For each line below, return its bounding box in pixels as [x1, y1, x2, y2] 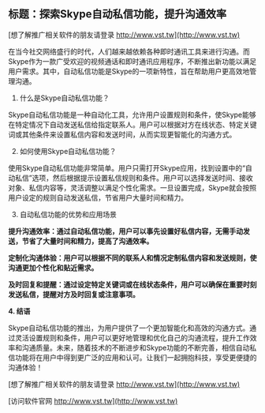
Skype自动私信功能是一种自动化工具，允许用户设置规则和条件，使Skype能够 [8, 110, 256, 119]
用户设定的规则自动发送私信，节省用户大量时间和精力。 [8, 193, 188, 202]
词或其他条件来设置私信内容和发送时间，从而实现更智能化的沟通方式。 [8, 130, 237, 139]
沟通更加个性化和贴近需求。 [8, 263, 99, 272]
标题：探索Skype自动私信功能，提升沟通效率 [8, 7, 227, 21]
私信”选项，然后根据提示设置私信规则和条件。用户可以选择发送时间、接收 [14, 173, 254, 182]
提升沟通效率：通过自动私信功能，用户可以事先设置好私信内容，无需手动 [8, 226, 243, 235]
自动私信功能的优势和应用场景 [19, 209, 117, 219]
